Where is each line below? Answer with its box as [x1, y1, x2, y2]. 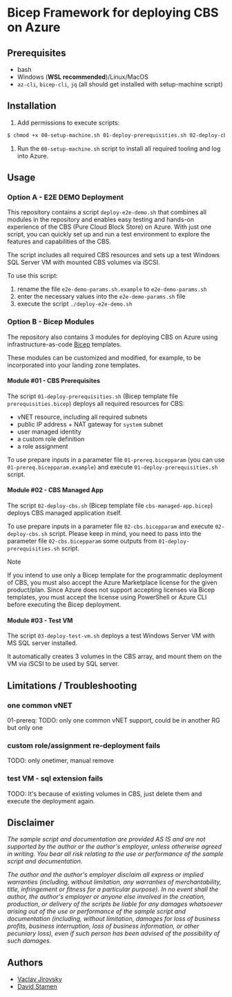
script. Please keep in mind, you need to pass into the [49, 530, 202, 538]
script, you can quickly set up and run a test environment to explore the [7, 230, 211, 239]
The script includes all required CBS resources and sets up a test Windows [7, 251, 220, 259]
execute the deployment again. [7, 796, 95, 805]
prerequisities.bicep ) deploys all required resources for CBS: [7, 399, 185, 407]
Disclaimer [7, 817, 55, 828]
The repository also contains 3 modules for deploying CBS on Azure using [7, 333, 218, 341]
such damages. [7, 937, 52, 945]
